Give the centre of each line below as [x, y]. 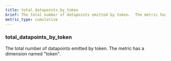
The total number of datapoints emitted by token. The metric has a [75, 48]
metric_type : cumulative [32, 19]
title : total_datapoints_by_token [42, 10]
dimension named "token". [33, 53]
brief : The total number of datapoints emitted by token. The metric [82, 15]
